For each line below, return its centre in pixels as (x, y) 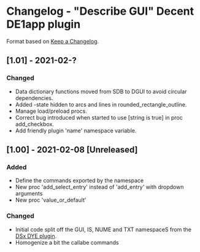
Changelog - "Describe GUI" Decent (100, 11)
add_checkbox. (34, 124)
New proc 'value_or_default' (51, 200)
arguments (29, 194)
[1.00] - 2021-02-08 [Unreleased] (72, 150)
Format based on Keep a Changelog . (53, 41)
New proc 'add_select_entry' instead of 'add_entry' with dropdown (99, 187)
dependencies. (34, 98)
